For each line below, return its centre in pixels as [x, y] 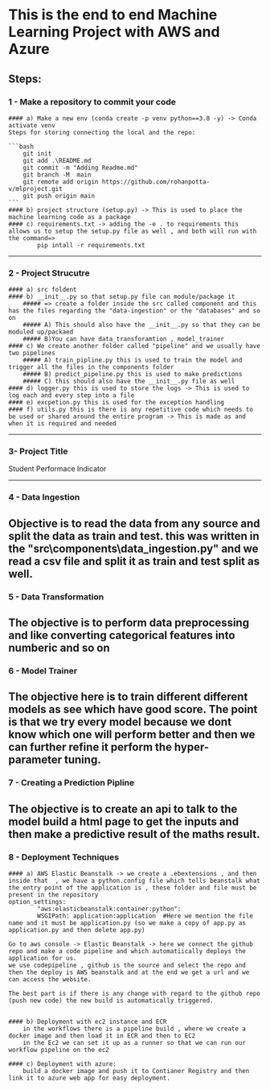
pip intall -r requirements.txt [92, 245]
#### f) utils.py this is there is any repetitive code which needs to [131, 410]
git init [37, 153]
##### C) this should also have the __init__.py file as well [129, 381]
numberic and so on [59, 648]
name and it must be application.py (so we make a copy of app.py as [127, 923]
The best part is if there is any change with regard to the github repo [135, 994]
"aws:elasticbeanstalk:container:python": [109, 909]
